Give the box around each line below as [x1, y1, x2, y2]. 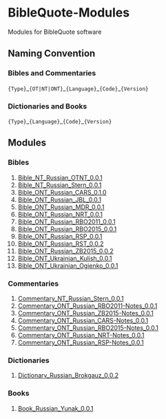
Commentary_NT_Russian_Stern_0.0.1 [17, 294, 124, 302]
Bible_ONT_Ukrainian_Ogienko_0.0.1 [17, 261, 118, 270]
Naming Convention [8, 48, 96, 59]
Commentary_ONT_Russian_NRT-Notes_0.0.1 [17, 331, 145, 339]
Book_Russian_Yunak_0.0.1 [17, 404, 94, 412]
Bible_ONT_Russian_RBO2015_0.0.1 [17, 224, 117, 233]
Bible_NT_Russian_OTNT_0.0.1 [17, 173, 103, 182]
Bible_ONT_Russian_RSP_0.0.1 [17, 232, 103, 240]
